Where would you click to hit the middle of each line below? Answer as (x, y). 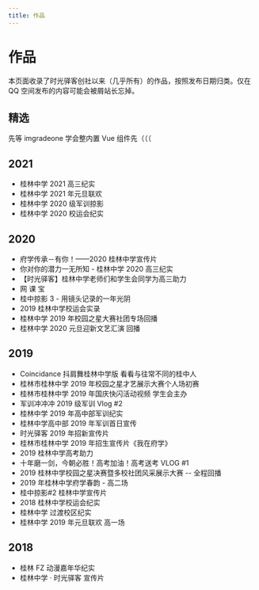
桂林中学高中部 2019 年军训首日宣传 (78, 423)
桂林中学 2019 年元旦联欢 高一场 (72, 522)
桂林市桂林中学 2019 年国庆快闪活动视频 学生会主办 (103, 394)
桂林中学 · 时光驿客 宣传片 (62, 577)
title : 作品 (27, 15)
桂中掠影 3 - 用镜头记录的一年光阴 (75, 299)
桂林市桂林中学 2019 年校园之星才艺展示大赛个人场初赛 (109, 383)
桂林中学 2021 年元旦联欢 (61, 194)
